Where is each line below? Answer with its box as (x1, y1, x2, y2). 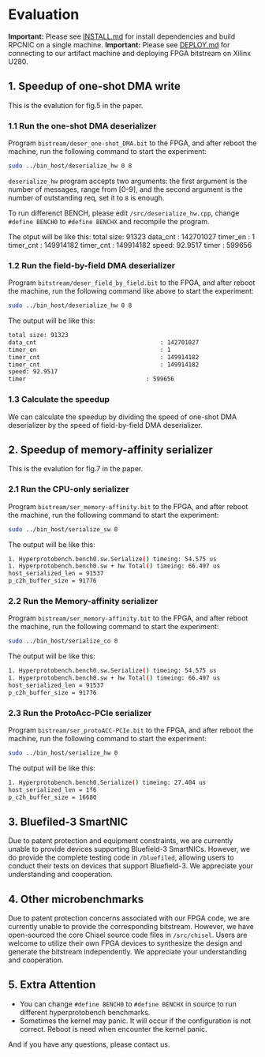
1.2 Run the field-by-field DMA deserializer (8, 260, 176, 271)
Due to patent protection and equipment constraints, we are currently (8, 836, 233, 845)
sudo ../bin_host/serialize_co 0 (8, 637, 118, 645)
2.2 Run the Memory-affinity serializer (8, 595, 159, 606)
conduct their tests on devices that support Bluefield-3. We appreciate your (8, 861, 254, 871)
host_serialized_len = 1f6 (8, 785, 97, 794)
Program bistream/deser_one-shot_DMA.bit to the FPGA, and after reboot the (8, 138, 257, 148)
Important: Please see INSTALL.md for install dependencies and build (8, 32, 236, 41)
